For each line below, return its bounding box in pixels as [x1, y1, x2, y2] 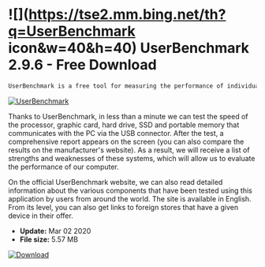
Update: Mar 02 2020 [19, 226, 91, 235]
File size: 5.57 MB [19, 235, 79, 244]
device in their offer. [8, 211, 73, 220]
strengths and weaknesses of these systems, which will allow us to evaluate [8, 153, 256, 163]
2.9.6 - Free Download [8, 56, 157, 74]
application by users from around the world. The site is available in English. [8, 194, 252, 203]
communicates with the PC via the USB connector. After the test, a [8, 128, 224, 137]
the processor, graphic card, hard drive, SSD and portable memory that [8, 120, 240, 130]
